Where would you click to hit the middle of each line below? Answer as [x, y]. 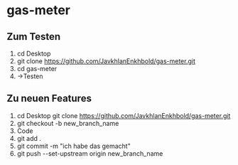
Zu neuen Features [49, 99]
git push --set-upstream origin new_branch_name [90, 153]
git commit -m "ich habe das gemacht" [74, 146]
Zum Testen [34, 37]
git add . [29, 138]
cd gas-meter [37, 69]
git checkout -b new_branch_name [68, 123]
